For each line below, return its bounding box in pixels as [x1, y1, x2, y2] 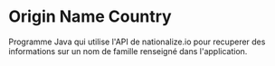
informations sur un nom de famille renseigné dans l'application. [8, 45, 248, 56]
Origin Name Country [8, 6, 173, 27]
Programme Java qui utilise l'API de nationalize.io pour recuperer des [8, 36, 266, 47]
